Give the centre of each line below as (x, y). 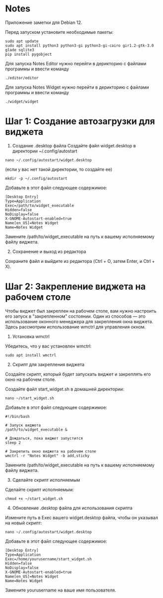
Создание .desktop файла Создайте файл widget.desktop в (74, 145)
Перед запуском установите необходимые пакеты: (59, 32)
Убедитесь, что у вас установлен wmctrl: (48, 346)
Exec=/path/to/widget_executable (40, 205)
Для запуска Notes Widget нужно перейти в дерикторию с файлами (77, 87)
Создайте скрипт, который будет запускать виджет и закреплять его (78, 374)
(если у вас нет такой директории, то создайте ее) (59, 169)
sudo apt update (22, 41)
